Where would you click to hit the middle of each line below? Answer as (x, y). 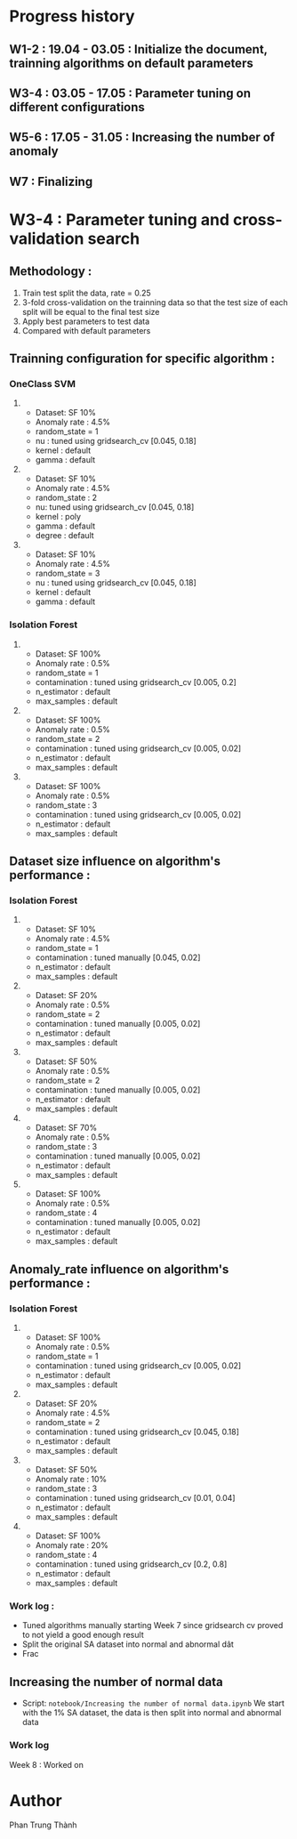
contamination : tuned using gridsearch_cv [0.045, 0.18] (137, 1432)
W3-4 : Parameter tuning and (119, 219)
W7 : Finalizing (51, 181)
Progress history (72, 16)
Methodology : (51, 272)
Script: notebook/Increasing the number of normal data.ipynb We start (153, 1703)
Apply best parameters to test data (86, 321)
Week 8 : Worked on (47, 1764)
